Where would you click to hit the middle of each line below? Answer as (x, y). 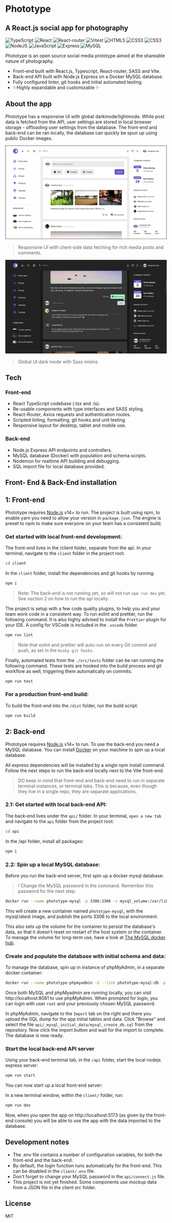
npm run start (20, 1075)
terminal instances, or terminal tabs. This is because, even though (87, 786)
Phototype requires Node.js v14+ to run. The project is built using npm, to (83, 512)
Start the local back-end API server (50, 1049)
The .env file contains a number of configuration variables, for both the (88, 1155)
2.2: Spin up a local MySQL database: (53, 865)
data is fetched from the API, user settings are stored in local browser (79, 122)
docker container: (24, 973)
